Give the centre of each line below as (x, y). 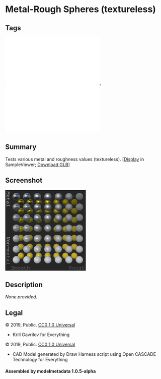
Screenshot (24, 180)
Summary (21, 147)
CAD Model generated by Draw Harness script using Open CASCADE (84, 354)
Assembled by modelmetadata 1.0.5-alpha (51, 371)
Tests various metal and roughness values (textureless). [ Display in (75, 159)
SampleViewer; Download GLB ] (38, 165)
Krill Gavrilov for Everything (41, 335)
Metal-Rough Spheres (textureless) (80, 9)
